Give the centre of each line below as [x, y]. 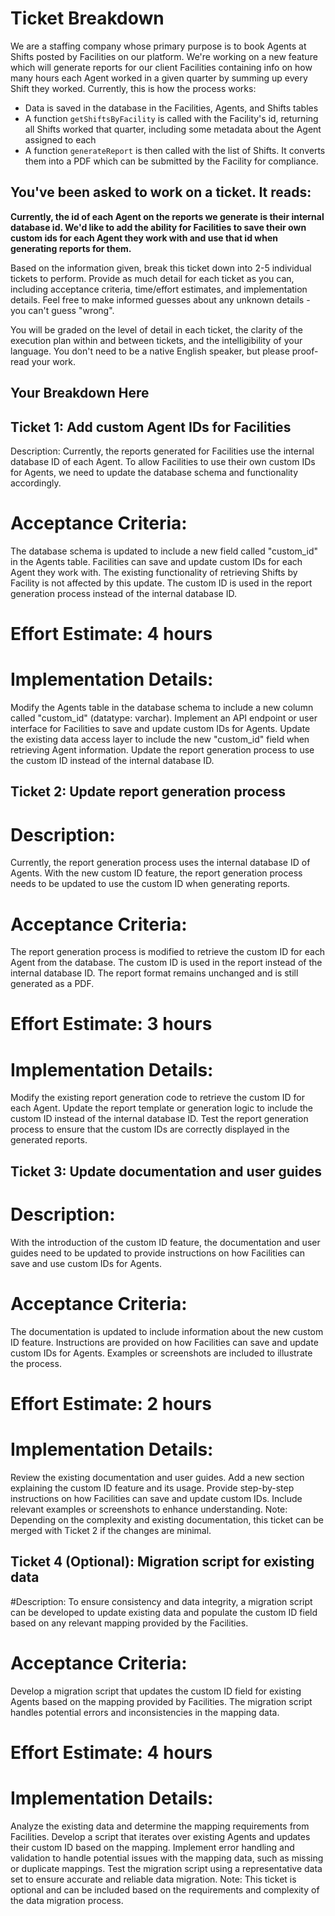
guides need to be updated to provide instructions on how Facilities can [157, 1253]
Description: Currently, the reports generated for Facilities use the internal [162, 451]
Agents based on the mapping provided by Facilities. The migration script [161, 1701]
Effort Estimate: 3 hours [111, 1024]
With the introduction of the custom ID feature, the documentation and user [165, 1242]
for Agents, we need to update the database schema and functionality [154, 472]
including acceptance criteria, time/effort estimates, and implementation [159, 289]
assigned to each [60, 139]
